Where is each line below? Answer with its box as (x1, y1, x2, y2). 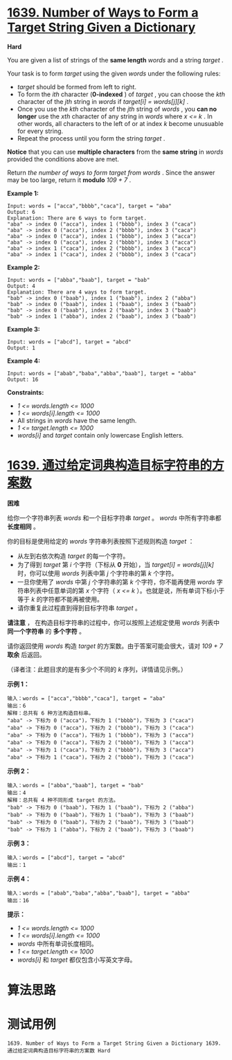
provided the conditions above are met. (7, 154, 120, 163)
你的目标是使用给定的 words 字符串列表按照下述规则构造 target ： (7, 537, 195, 545)
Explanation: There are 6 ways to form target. (7, 215, 148, 222)
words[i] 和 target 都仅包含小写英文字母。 (17, 955, 136, 964)
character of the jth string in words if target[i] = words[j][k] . (17, 97, 189, 105)
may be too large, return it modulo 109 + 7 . (7, 175, 132, 184)
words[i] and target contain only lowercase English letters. (17, 431, 184, 439)
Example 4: (7, 357, 40, 365)
